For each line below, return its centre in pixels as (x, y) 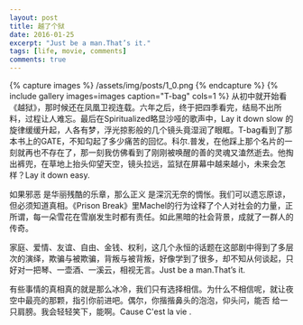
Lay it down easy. (57, 175)
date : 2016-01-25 (42, 34)
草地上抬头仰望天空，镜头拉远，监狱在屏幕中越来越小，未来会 (163, 164)
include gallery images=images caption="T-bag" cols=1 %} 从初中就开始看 (148, 96)
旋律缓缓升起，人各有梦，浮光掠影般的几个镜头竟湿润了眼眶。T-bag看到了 (147, 130)
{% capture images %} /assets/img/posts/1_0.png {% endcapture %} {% (144, 85)
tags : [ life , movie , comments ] (68, 51)
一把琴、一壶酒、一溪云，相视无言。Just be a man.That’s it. (135, 270)
